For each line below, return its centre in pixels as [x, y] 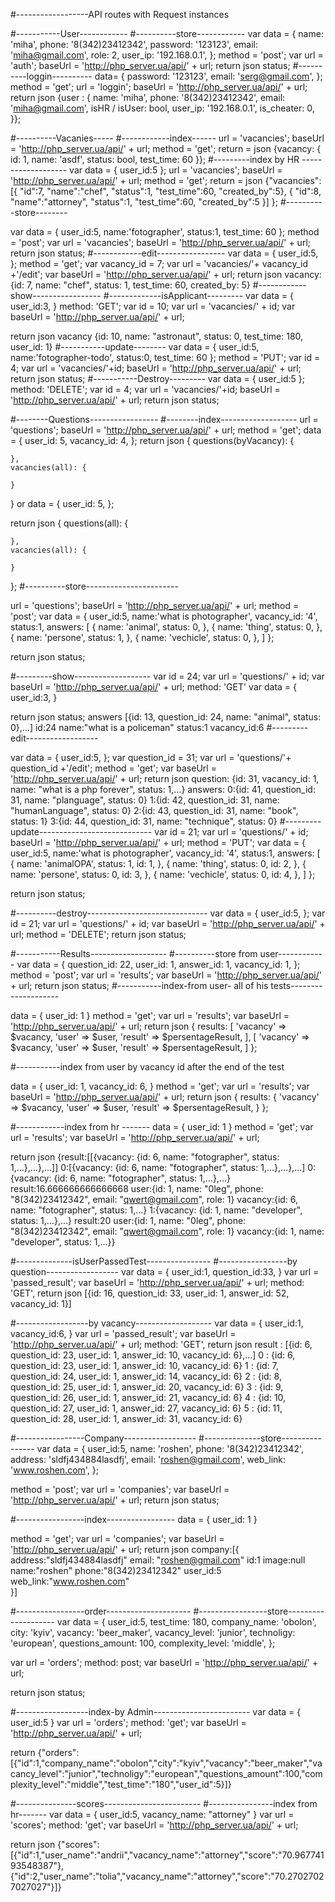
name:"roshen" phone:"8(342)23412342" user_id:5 [116, 1570]
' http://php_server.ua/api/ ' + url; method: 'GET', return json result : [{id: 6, [161, 1344]
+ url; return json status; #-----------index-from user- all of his [139, 985]
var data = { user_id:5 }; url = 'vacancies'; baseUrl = [176, 170]
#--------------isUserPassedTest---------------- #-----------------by [154, 1261]
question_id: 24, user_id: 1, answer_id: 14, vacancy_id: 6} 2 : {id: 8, [146, 1376]
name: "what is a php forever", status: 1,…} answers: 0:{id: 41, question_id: [163, 789]
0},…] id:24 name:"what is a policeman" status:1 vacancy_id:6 [137, 727]
